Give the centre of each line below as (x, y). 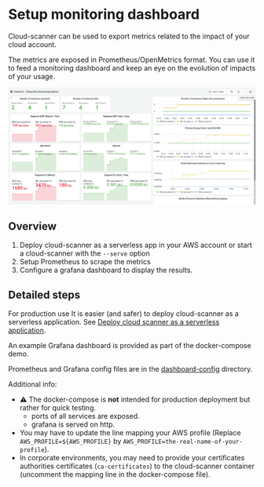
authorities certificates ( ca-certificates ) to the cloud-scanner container (137, 466)
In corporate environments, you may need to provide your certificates (132, 458)
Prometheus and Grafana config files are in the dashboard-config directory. (130, 369)
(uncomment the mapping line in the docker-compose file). (115, 474)
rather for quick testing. (58, 408)
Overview (33, 226)
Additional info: (33, 384)
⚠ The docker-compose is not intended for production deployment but (135, 400)
